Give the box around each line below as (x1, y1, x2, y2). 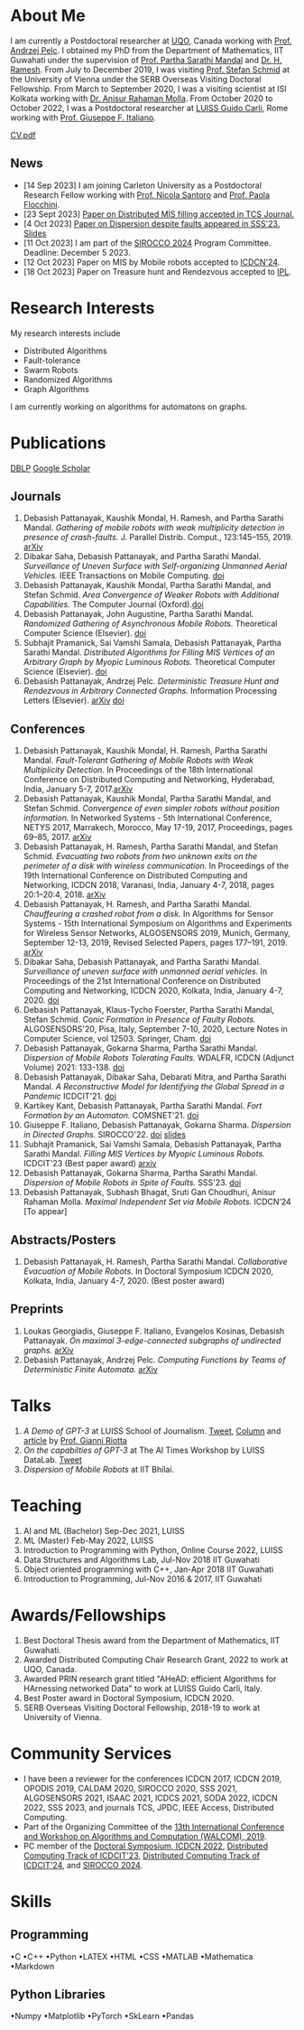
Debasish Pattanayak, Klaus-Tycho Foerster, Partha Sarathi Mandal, (23, 1005, 274, 1015)
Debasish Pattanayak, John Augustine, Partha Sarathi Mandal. (23, 609, 254, 620)
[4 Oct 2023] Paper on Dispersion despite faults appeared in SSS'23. (23, 218, 281, 229)
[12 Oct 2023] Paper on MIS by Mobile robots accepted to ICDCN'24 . (23, 257, 281, 267)
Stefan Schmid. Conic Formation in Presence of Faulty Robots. (23, 1014, 256, 1025)
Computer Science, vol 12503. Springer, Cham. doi (23, 1034, 211, 1044)
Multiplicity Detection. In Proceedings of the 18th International (23, 764, 253, 775)
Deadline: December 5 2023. (23, 247, 131, 257)
